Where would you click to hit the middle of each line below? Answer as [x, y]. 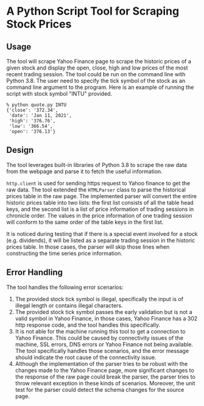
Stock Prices [39, 24]
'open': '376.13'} [32, 132]
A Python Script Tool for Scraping [93, 11]
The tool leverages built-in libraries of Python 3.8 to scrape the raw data [97, 165]
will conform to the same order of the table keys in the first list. [85, 222]
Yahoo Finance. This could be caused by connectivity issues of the [99, 338]
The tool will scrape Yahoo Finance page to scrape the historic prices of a [99, 61]
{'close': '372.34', [33, 110]
